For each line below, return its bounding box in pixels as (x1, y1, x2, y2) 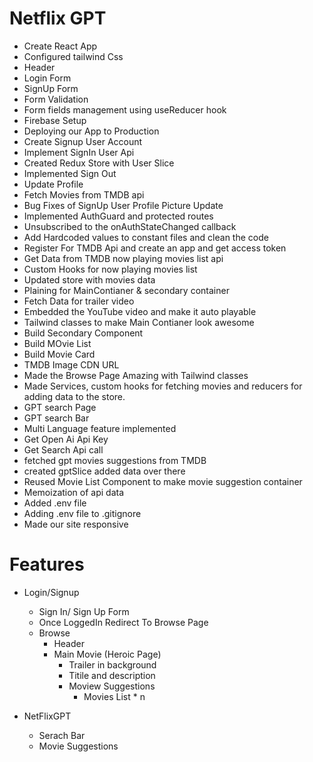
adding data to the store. (23, 390, 126, 402)
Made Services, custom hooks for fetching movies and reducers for (23, 380, 303, 392)
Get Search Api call (23, 443, 104, 456)
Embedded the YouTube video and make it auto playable (23, 305, 257, 317)
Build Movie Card (23, 348, 96, 360)
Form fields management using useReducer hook (23, 103, 227, 116)
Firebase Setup (23, 114, 87, 126)
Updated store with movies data (23, 273, 156, 286)
